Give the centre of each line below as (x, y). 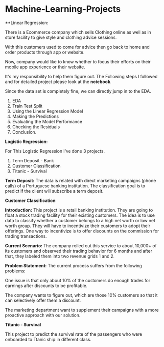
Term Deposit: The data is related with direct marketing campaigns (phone (81, 180)
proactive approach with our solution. (43, 315)
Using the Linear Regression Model (47, 111)
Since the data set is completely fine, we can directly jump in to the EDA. (78, 91)
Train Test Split (27, 106)
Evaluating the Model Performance (47, 121)
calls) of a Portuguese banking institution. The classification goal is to (75, 186)
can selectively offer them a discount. (43, 300)
